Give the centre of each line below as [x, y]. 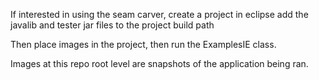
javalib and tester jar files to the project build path [112, 25]
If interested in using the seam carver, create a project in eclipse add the [159, 14]
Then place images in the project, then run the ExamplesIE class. [143, 44]
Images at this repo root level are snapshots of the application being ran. [159, 63]
